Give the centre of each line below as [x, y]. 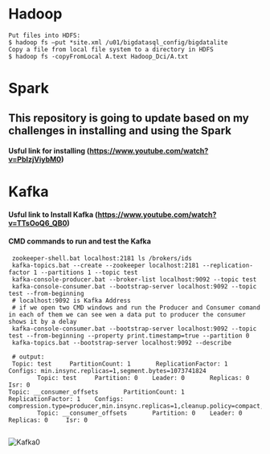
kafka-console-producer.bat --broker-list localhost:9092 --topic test [134, 280]
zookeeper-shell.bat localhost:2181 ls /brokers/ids [102, 259]
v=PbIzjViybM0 [35, 160]
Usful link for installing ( [49, 151]
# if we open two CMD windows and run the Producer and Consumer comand [136, 308]
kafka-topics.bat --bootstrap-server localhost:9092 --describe [121, 343]
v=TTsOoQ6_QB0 [38, 223]
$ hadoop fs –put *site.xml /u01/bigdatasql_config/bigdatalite [118, 42]
